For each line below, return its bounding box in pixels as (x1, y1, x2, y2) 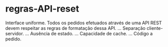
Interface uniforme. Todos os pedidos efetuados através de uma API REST (5, 20, 162, 26)
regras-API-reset (5, 3, 79, 15)
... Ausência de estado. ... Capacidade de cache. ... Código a (25, 30, 153, 36)
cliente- (146, 25, 163, 31)
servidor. (5, 30, 24, 36)
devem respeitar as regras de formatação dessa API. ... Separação (5, 25, 146, 31)
